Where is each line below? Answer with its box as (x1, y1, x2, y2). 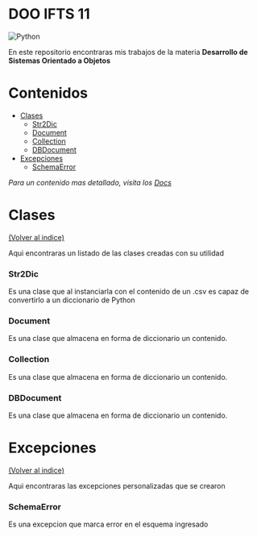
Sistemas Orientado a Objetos (8, 56, 111, 65)
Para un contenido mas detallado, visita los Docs (8, 177, 172, 187)
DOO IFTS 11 (8, 5, 90, 23)
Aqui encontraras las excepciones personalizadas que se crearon (8, 481, 226, 490)
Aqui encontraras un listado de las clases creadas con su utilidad (8, 248, 224, 258)
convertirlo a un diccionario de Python (8, 295, 135, 305)
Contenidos (8, 84, 89, 102)
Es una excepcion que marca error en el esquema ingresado (8, 519, 209, 529)
